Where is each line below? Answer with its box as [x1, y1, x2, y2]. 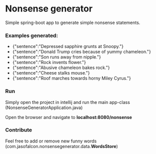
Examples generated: [5, 32, 58, 39]
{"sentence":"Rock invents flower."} [12, 59, 86, 65]
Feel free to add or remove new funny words [5, 138, 97, 144]
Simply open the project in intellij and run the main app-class [5, 99, 130, 105]
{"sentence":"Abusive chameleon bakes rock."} [12, 64, 110, 70]
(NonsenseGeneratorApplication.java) [5, 104, 83, 110]
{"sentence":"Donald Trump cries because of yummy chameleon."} [12, 48, 151, 55]
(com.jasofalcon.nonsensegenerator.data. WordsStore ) [5, 143, 118, 149]
